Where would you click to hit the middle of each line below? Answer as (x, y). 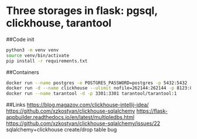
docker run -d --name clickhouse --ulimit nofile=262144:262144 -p (90, 88)
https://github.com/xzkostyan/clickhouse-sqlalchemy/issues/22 (83, 123)
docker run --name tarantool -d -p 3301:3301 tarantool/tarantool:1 (91, 94)
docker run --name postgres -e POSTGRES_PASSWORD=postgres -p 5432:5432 (97, 83)
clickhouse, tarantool (59, 23)
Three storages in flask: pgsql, (82, 11)
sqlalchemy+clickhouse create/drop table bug (62, 130)
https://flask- (152, 111)
